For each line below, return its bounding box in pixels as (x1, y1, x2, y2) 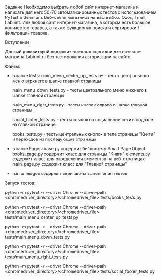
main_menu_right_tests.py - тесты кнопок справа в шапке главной (12, 102, 147, 107)
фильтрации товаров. (5, 30, 49, 35)
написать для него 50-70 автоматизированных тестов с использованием (5, 9, 157, 15)
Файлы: (5, 63, 21, 69)
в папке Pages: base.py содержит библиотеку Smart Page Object (12, 146, 146, 151)
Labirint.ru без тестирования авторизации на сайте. (25, 54, 132, 60)
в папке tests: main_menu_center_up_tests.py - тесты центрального (12, 73, 149, 78)
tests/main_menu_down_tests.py (5, 234, 70, 240)
